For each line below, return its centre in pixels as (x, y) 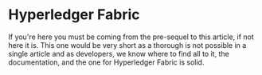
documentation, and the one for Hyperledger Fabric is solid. (106, 62)
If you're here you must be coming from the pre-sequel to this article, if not (131, 37)
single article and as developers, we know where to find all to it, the (119, 53)
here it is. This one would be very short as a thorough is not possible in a (127, 45)
